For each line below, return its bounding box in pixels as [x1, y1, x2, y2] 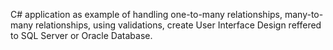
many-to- [284, 9, 324, 20]
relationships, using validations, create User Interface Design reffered [34, 19, 322, 31]
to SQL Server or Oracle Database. [10, 30, 153, 41]
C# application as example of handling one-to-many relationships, [10, 9, 283, 20]
